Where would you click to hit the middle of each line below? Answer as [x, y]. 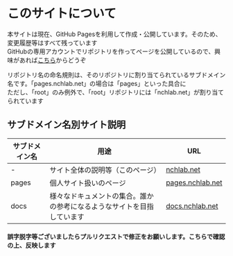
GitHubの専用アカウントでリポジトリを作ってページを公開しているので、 [111, 51]
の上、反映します [32, 246]
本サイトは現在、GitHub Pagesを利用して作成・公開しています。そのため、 [114, 34]
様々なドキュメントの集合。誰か [102, 196]
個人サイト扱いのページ [88, 182]
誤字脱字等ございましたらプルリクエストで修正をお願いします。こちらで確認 [116, 237]
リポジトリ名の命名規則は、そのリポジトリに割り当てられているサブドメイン [116, 75]
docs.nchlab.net [192, 206]
